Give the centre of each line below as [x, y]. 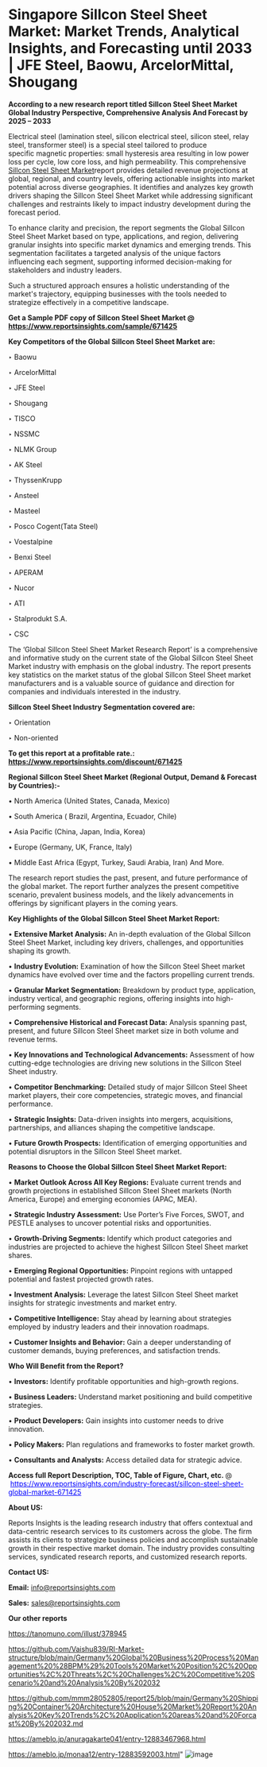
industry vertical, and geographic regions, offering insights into [111, 998]
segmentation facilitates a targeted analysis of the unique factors [114, 253]
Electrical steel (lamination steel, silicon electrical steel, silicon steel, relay [129, 136]
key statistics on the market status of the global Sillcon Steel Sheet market [130, 675]
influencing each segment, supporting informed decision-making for [120, 261]
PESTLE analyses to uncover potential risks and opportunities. [110, 1223]
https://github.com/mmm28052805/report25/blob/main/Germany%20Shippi [133, 1698]
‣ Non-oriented [33, 737]
